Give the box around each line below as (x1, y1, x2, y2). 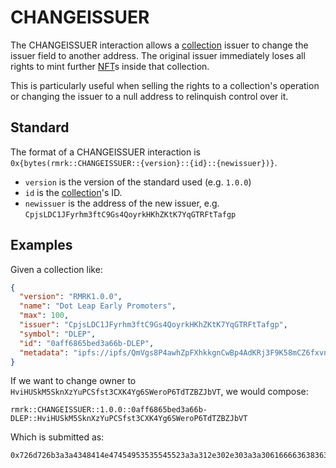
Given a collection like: (10, 263, 103, 275)
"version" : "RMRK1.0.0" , (19, 292, 123, 302)
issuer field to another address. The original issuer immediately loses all (10, 49, 306, 61)
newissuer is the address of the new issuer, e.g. (24, 197, 220, 209)
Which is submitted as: (10, 431, 105, 443)
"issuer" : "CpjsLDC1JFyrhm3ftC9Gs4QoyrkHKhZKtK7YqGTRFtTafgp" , (19, 320, 288, 330)
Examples (10, 237, 73, 254)
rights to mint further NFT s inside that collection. (10, 60, 210, 72)
